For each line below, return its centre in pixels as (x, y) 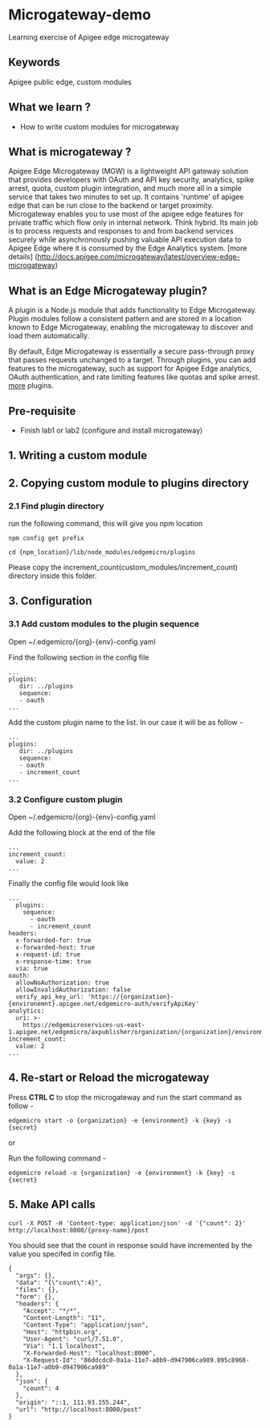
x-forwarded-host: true (55, 948)
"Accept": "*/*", (52, 1310)
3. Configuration (50, 601)
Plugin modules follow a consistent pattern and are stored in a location (125, 319)
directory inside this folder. (53, 576)
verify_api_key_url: (50, 997)
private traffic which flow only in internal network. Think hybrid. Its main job (133, 222)
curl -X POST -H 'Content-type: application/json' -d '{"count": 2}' (127, 1223)
